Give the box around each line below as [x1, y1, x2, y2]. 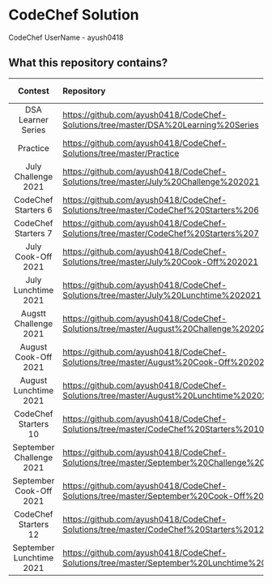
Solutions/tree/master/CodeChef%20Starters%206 [62, 204, 259, 216]
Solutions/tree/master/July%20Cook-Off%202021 [62, 255, 259, 267]
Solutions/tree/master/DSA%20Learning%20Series [62, 119, 259, 131]
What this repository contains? [8, 56, 168, 70]
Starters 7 [15, 227, 53, 238]
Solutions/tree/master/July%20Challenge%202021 [62, 176, 260, 187]
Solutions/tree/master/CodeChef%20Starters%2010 [62, 423, 265, 435]
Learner [19, 114, 49, 125]
